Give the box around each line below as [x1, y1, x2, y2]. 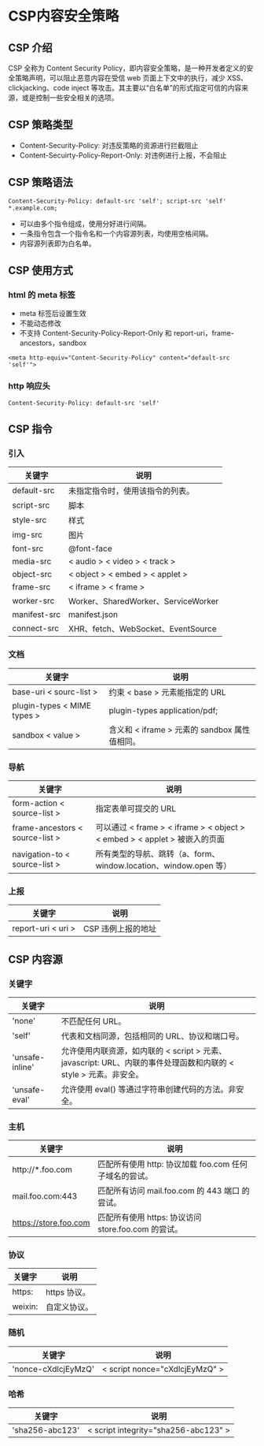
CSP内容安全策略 [8, 7, 119, 25]
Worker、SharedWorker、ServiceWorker [68, 596, 219, 607]
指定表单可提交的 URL [95, 803, 177, 814]
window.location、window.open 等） [95, 860, 232, 871]
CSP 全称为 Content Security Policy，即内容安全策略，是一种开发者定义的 [8, 64, 247, 72]
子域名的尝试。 [97, 1171, 153, 1182]
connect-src [12, 623, 60, 634]
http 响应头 [8, 381, 51, 392]
